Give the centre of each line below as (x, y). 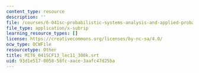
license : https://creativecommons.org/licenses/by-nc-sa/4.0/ (84, 39)
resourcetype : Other (32, 50)
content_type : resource (36, 11)
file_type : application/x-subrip (47, 28)
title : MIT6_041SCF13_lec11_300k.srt (53, 55)
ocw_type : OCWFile (29, 45)
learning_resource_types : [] (42, 34)
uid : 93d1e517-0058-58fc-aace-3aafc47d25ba (61, 61)
